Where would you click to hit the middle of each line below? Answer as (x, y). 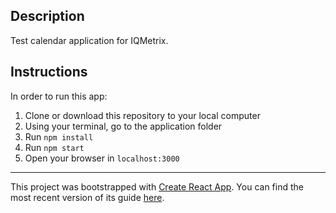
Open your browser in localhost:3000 (102, 158)
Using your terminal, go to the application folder (123, 126)
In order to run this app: (59, 96)
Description (47, 16)
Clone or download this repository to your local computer (142, 115)
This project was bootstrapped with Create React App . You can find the (157, 186)
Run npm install (59, 136)
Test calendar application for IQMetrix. (89, 40)
